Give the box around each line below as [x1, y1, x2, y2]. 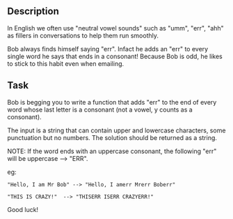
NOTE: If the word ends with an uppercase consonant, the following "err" [7, 147, 217, 155]
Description [7, 6, 59, 17]
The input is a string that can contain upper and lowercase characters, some [7, 126, 226, 134]
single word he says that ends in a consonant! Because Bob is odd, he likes [7, 52, 223, 60]
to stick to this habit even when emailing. [7, 59, 124, 68]
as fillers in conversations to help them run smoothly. [7, 31, 159, 40]
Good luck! [7, 205, 39, 213]
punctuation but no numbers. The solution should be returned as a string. [7, 133, 218, 141]
